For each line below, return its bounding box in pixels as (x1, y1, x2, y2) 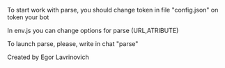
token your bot (7, 13, 49, 21)
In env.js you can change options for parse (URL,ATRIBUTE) (7, 27, 179, 34)
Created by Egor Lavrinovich (7, 53, 89, 61)
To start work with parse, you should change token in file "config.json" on (7, 6, 219, 14)
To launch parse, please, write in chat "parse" (7, 40, 139, 47)
